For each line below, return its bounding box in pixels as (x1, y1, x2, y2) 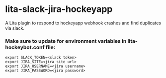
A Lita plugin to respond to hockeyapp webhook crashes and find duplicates (5, 20, 162, 26)
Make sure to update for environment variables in (5, 37, 127, 44)
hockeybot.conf (5, 44, 45, 51)
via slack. (5, 25, 25, 31)
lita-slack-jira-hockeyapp (5, 3, 113, 15)
